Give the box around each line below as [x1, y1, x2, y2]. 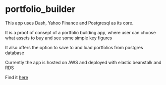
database [5, 50, 25, 56]
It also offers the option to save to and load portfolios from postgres [5, 44, 143, 50]
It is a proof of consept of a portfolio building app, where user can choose [5, 29, 156, 35]
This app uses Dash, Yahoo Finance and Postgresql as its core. [5, 20, 134, 26]
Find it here [5, 74, 28, 80]
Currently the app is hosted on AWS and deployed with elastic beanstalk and [5, 59, 162, 65]
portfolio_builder [5, 3, 76, 15]
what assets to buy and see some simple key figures [5, 35, 112, 41]
